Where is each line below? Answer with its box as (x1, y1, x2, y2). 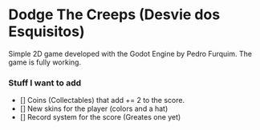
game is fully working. (8, 57, 82, 67)
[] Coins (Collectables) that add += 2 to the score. (19, 96, 185, 105)
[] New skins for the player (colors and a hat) (19, 104, 169, 113)
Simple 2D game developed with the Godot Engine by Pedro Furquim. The (8, 49, 253, 58)
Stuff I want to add (8, 77, 82, 89)
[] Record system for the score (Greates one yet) (19, 112, 181, 122)
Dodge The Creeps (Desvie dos (8, 6, 221, 24)
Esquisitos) (8, 22, 86, 41)
